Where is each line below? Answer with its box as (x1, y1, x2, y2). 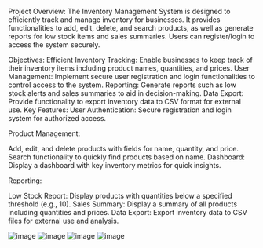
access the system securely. (8, 40, 100, 49)
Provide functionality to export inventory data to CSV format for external (8, 97, 242, 106)
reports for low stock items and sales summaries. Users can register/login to (8, 31, 255, 41)
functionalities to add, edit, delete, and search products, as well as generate (8, 24, 254, 32)
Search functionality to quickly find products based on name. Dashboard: (8, 152, 246, 162)
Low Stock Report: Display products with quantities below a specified (8, 191, 233, 200)
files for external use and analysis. (8, 216, 119, 225)
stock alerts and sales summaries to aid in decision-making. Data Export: (8, 89, 244, 97)
